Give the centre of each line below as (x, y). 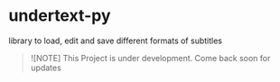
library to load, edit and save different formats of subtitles (116, 41)
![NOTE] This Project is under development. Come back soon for (150, 58)
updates (46, 68)
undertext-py (60, 16)
